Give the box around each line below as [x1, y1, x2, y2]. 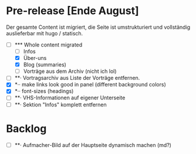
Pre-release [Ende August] [6, 4, 139, 18]
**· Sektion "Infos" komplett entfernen [14, 101, 107, 108]
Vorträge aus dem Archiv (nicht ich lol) [23, 68, 117, 75]
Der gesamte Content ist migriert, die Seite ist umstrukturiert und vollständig [6, 24, 191, 31]
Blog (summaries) [23, 61, 66, 68]
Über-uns [23, 55, 47, 62]
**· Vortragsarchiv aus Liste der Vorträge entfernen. [14, 75, 140, 82]
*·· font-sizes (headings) [14, 88, 74, 95]
